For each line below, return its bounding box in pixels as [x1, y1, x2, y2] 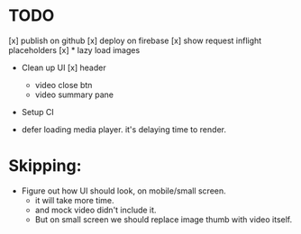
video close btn [34, 79, 93, 90]
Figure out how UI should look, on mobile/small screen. [21, 185, 226, 196]
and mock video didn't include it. [34, 204, 157, 215]
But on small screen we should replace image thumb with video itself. [34, 213, 293, 225]
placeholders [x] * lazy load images [8, 44, 141, 55]
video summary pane [34, 89, 114, 100]
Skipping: [8, 156, 82, 176]
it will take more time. [34, 194, 114, 205]
